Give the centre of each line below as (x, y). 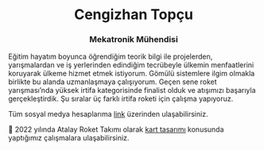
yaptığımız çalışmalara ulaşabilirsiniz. (69, 138)
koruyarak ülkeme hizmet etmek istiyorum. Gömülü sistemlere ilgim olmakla (132, 74)
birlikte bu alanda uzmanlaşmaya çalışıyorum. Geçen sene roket (113, 82)
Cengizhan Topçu (134, 15)
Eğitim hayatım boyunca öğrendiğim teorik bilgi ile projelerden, (111, 56)
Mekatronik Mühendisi (134, 40)
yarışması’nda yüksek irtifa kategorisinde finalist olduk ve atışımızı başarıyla (132, 90)
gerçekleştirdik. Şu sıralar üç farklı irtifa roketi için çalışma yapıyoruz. (121, 99)
